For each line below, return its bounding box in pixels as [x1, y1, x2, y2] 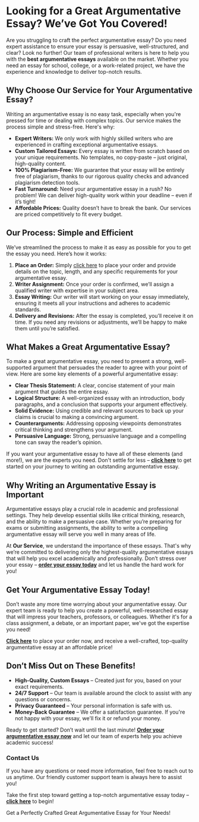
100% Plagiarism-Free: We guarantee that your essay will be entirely [14, 166, 185, 173]
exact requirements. [14, 683, 64, 690]
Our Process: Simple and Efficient [6, 228, 134, 238]
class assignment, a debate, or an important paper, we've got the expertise [6, 620, 190, 626]
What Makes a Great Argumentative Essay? [6, 342, 170, 352]
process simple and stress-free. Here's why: [6, 123, 115, 130]
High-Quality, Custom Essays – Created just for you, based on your [14, 677, 182, 684]
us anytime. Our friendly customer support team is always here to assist [6, 774, 182, 781]
